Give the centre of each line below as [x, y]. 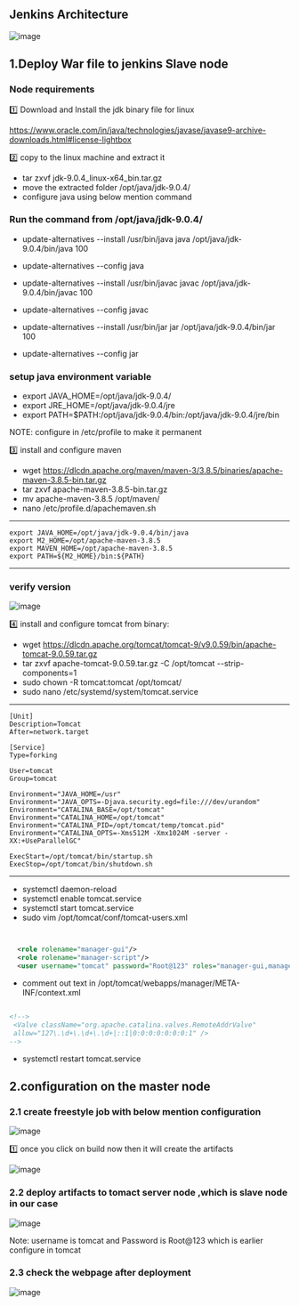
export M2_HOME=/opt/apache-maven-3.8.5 [85, 541]
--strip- [230, 664]
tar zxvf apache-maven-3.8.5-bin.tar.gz [95, 489]
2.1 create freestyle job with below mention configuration [135, 1111]
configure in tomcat [45, 1250]
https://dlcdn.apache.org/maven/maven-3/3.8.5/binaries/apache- [163, 471]
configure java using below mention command [107, 197]
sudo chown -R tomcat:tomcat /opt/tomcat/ [102, 682]
